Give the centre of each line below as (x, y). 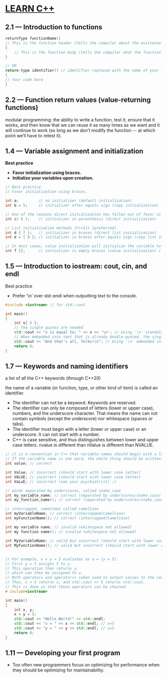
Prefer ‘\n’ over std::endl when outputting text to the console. (75, 295)
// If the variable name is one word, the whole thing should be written (83, 459)
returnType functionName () (33, 38)
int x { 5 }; (26, 323)
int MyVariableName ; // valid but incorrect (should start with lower (80, 541)
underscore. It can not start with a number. (56, 435)
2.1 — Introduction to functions (54, 27)
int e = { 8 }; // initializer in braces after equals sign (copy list (81, 237)
